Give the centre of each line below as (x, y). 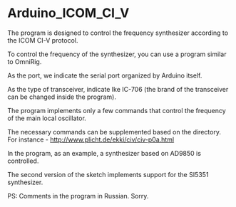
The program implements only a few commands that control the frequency (117, 110)
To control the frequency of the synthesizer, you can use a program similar (117, 54)
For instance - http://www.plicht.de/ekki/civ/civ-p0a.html (91, 139)
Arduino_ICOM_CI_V (68, 13)
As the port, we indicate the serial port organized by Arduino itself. (105, 75)
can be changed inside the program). (62, 97)
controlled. (23, 161)
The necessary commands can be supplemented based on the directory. (114, 132)
